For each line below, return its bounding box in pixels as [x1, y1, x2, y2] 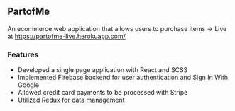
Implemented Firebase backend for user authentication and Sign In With [17, 74, 229, 82]
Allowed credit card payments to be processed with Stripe [17, 88, 188, 97]
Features [7, 49, 39, 59]
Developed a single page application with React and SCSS [17, 66, 188, 74]
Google [17, 81, 40, 89]
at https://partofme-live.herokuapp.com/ [7, 32, 126, 40]
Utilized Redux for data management [17, 95, 126, 105]
